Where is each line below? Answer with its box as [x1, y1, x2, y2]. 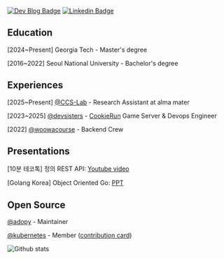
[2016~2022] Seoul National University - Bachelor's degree [7, 59, 178, 67]
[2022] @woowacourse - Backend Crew [7, 125, 124, 133]
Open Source [7, 199, 66, 211]
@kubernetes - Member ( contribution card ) [7, 231, 132, 239]
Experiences [7, 79, 64, 91]
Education [7, 27, 53, 38]
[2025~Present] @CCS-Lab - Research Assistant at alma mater [7, 98, 190, 106]
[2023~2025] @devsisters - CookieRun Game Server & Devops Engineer [7, 111, 217, 120]
